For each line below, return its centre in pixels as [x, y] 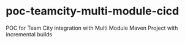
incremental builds [29, 34]
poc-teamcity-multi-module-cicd [92, 11]
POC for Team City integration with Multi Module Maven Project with [92, 28]
